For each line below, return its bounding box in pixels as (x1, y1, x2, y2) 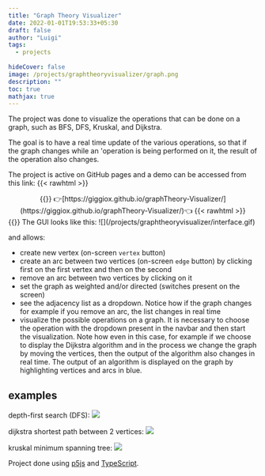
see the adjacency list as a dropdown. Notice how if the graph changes (19, 298, 252, 308)
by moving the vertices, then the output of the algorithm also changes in (19, 349, 256, 358)
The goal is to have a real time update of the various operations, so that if (8, 138, 248, 147)
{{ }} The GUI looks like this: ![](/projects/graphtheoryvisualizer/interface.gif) (8, 217, 256, 227)
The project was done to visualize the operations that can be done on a (8, 114, 240, 123)
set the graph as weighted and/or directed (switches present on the (19, 281, 240, 291)
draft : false (8, 26, 51, 34)
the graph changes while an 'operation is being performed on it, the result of (8, 146, 257, 156)
